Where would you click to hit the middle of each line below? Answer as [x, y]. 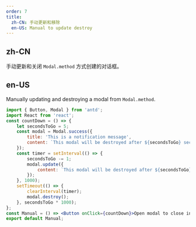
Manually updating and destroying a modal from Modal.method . [81, 99]
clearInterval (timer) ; [55, 191]
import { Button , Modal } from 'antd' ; [55, 110]
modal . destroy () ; [48, 197]
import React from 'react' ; [40, 115]
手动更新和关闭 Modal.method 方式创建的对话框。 [64, 66]
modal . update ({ [45, 164]
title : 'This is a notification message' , [79, 137]
